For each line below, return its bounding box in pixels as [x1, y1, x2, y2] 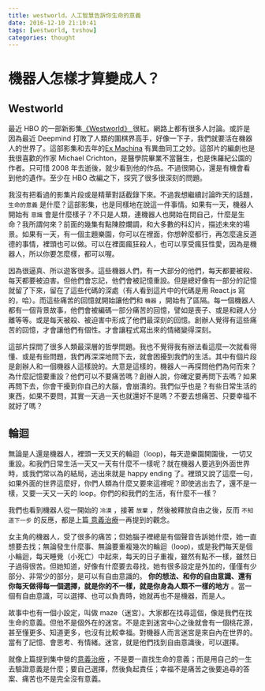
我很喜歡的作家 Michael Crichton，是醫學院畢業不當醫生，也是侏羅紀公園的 [8, 153, 252, 163]
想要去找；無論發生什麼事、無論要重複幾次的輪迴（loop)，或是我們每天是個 [8, 542, 253, 551]
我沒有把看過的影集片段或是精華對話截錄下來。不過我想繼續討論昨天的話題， [8, 190, 257, 200]
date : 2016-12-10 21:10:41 [8, 19, 97, 27]
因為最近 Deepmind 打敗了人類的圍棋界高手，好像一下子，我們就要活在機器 [8, 133, 253, 143]
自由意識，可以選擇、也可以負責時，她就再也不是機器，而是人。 [21, 591, 230, 601]
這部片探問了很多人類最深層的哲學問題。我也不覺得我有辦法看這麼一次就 [8, 342, 243, 351]
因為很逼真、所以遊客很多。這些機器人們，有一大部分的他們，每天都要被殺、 [8, 266, 257, 276]
